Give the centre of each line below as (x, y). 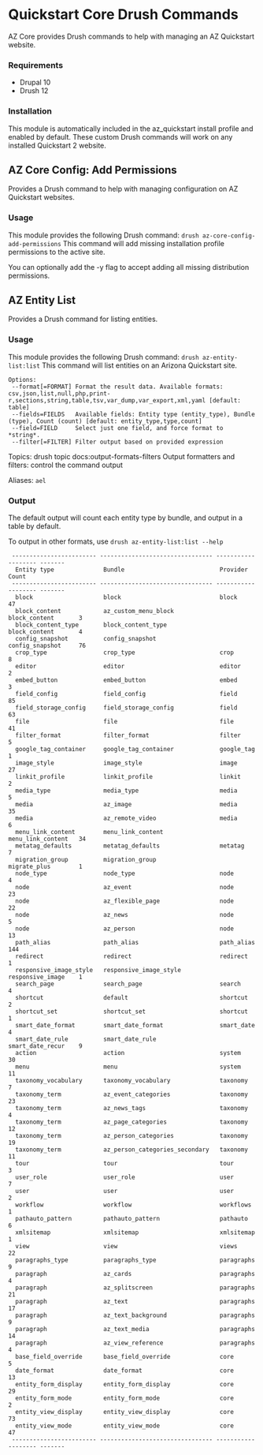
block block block (126, 597)
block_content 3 (45, 618)
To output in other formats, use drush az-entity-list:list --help (116, 541)
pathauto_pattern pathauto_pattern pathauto (131, 1219)
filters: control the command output (66, 465)
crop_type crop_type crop (125, 653)
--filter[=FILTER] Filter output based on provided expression (117, 442)
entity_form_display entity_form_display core (125, 1385)
